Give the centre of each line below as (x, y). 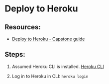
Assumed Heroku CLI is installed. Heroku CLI (58, 66)
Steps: (15, 54)
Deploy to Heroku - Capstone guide (48, 39)
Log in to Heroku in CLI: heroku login (50, 76)
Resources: (23, 27)
